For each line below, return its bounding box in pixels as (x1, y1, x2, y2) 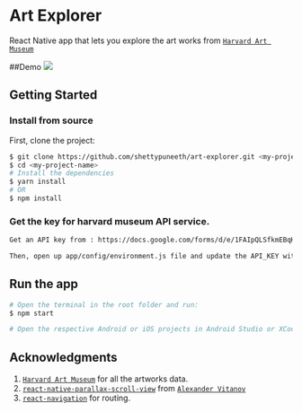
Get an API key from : (9, 235, 94, 245)
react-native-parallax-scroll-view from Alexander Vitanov (22, 383, 246, 394)
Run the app (9, 276, 78, 292)
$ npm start (9, 309, 54, 318)
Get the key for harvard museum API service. (9, 215, 210, 227)
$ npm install (9, 194, 63, 203)
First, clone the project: (9, 135, 96, 145)
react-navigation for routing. (22, 392, 131, 404)
